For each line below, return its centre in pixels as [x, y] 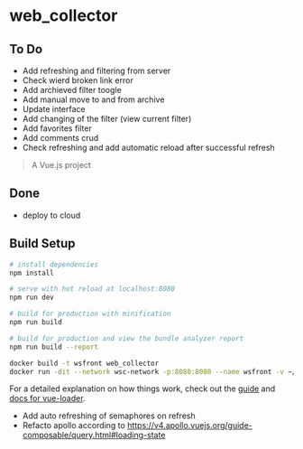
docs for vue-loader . [47, 398]
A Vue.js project [61, 165]
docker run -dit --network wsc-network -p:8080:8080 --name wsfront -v [147, 371]
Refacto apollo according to [74, 426]
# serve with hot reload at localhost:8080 [92, 289]
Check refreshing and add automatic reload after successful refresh [148, 147]
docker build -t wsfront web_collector [84, 363]
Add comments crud [60, 138]
